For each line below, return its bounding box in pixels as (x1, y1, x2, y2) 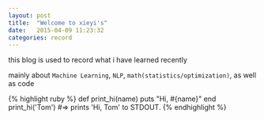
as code (8, 79, 35, 88)
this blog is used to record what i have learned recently (8, 55, 188, 65)
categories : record (8, 33, 73, 42)
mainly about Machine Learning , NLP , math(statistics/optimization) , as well (8, 70, 257, 80)
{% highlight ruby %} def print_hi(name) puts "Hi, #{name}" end (8, 94, 217, 103)
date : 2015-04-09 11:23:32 (8, 26, 104, 34)
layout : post (8, 11, 51, 20)
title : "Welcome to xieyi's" (8, 19, 108, 27)
